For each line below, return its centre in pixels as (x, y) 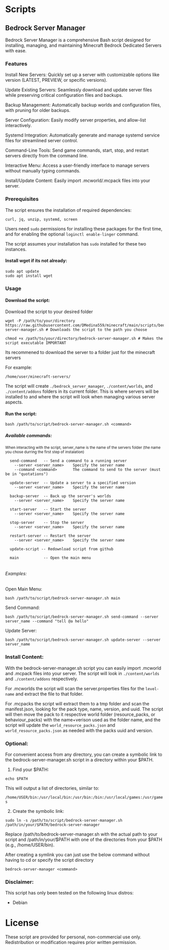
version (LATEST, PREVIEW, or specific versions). (56, 80)
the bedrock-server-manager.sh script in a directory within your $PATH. (79, 759)
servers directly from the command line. (47, 156)
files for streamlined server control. (42, 141)
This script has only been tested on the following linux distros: (69, 893)
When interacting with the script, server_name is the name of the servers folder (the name (83, 448)
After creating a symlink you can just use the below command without (77, 854)
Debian (20, 903)
